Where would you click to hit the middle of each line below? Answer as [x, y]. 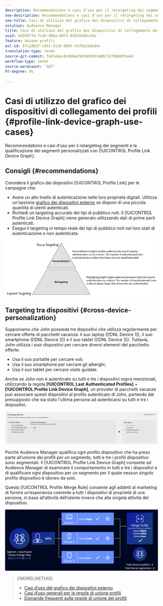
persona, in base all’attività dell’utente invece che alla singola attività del [77, 498]
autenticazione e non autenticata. [45, 233]
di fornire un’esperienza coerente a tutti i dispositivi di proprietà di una [75, 493]
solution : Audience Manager [33, 26]
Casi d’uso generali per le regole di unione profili [73, 593]
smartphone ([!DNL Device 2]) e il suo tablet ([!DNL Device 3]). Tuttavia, [77, 340]
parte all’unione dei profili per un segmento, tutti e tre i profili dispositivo [77, 457]
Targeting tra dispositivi [42, 310]
